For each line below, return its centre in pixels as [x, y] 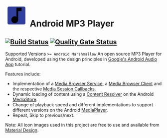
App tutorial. [18, 64]
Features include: [23, 74]
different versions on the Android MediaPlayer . [60, 110]
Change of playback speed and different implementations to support [83, 105]
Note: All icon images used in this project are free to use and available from [82, 125]
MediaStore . [25, 99]
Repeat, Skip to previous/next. [43, 115]
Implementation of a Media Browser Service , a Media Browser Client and [87, 84]
